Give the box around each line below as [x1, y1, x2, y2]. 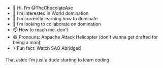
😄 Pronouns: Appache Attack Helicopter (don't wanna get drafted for [12, 34, 158, 40]
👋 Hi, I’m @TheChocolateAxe [12, 5, 73, 11]
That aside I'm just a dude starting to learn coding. [5, 57, 111, 63]
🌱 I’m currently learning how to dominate [12, 16, 98, 21]
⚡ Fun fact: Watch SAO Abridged [12, 45, 81, 51]
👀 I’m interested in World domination [12, 10, 89, 16]
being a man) [12, 40, 41, 45]
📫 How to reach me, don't [12, 27, 69, 32]
